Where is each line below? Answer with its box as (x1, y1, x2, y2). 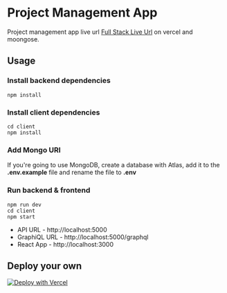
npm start (7, 213, 36, 220)
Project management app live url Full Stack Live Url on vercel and (7, 28, 193, 36)
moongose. (7, 35, 39, 43)
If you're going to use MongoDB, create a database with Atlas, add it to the (7, 161, 220, 169)
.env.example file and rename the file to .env (7, 168, 137, 177)
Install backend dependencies (7, 76, 111, 86)
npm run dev (7, 201, 42, 208)
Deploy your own (7, 260, 82, 272)
